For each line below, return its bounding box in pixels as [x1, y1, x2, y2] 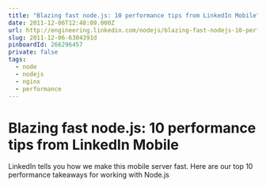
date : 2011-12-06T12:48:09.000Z [8, 19, 115, 27]
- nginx [15, 77, 41, 85]
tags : [8, 56, 26, 64]
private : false [8, 48, 59, 56]
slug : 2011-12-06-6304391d [8, 33, 97, 42]
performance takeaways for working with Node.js [8, 170, 170, 180]
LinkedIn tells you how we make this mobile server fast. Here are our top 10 [8, 162, 253, 171]
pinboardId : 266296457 [8, 41, 83, 49]
